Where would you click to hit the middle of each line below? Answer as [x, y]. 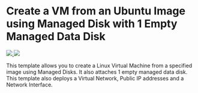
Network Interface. [29, 85]
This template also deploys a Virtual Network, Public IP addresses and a [95, 78]
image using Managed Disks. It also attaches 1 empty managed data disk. [97, 72]
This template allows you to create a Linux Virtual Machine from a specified [99, 65]
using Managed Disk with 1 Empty [92, 24]
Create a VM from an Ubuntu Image [96, 11]
